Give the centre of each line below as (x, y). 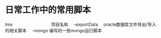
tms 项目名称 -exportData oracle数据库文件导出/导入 (81, 24)
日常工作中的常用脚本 (48, 10)
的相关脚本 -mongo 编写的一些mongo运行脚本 (54, 30)
